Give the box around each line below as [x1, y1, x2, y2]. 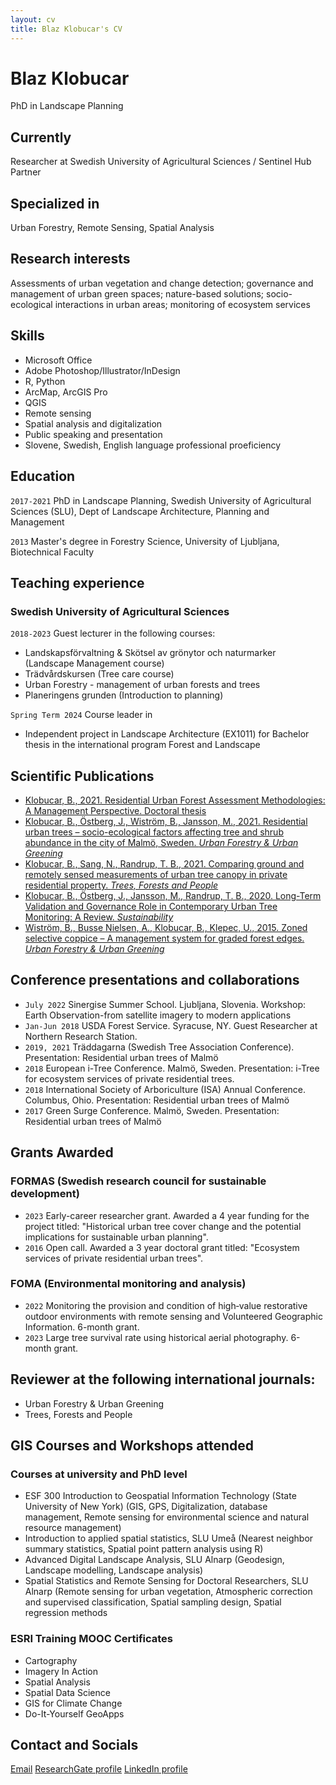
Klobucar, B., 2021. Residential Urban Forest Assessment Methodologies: [24, 794, 326, 806]
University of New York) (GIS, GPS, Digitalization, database [24, 1501, 268, 1513]
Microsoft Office [24, 354, 93, 366]
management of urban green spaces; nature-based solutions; [10, 287, 265, 300]
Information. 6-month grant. [24, 1321, 140, 1333]
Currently [10, 129, 72, 146]
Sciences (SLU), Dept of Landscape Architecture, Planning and [10, 505, 270, 517]
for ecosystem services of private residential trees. [24, 1072, 235, 1085]
